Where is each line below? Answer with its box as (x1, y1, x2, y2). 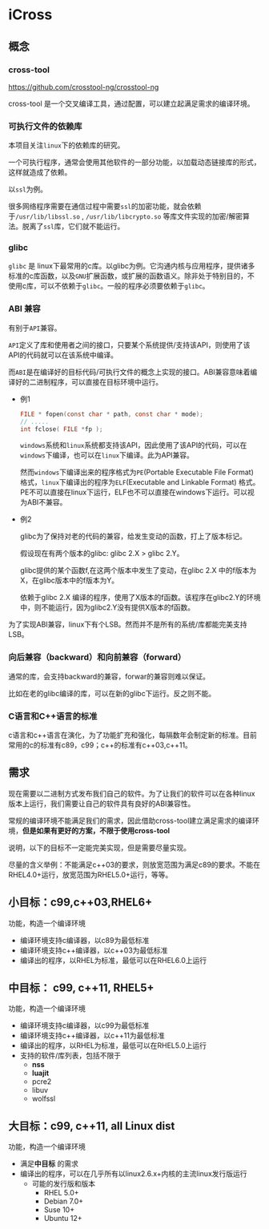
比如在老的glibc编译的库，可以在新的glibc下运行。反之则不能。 (8, 688, 216, 698)
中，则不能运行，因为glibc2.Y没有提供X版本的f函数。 (19, 602, 195, 612)
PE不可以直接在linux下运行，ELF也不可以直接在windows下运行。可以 (19, 487, 248, 498)
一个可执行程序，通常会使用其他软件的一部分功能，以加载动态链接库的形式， (8, 158, 261, 167)
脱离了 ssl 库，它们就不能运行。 (22, 222, 125, 232)
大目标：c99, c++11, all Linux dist (8, 1119, 175, 1133)
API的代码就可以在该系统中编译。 (8, 350, 118, 360)
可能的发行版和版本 (31, 1179, 96, 1189)
